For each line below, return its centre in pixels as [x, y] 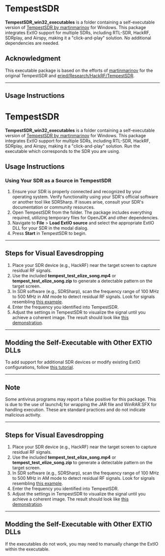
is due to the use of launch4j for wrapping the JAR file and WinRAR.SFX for [81, 405]
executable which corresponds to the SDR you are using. [63, 151]
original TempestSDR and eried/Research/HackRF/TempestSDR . [70, 75]
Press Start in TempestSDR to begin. [49, 233]
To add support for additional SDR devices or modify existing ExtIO [73, 362]
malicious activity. [23, 415]
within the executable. [27, 549]
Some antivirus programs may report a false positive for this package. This [81, 399]
